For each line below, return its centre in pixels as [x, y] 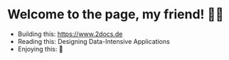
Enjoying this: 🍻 [40, 49]
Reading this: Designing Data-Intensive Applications [94, 41]
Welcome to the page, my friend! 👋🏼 [116, 14]
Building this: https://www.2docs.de [70, 34]
